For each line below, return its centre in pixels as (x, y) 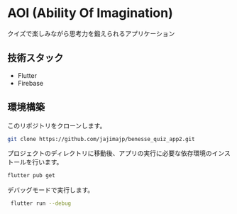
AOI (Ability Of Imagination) (90, 13)
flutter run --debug (41, 203)
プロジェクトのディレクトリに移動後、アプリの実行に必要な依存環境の (110, 153)
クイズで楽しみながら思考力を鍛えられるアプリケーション (91, 33)
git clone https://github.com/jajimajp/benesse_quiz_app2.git (101, 139)
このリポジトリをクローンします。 (57, 125)
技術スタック (35, 58)
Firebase (31, 83)
